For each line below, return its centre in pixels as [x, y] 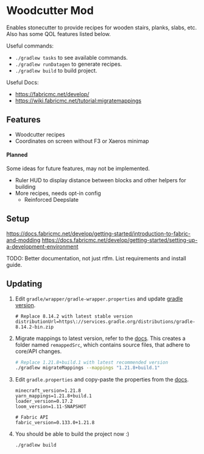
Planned [17, 155]
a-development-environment [42, 246]
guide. [14, 264]
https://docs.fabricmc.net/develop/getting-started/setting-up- [120, 240]
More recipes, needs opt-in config [58, 193]
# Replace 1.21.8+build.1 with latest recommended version [92, 362]
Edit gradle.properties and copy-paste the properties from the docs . [102, 380]
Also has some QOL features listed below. [58, 34]
